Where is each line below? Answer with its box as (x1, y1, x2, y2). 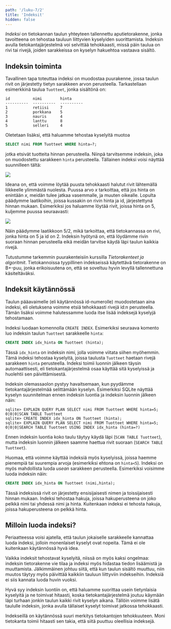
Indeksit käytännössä (5, 285, 76, 294)
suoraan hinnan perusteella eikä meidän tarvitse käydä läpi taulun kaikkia (5, 239, 159, 245)
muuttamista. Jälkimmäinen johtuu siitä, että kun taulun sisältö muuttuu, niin (5, 566, 165, 572)
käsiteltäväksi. (5, 270, 35, 276)
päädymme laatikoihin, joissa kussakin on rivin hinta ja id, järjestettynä (5, 197, 153, 204)
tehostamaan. (5, 315, 34, 321)
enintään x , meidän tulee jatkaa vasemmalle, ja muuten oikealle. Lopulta (5, 192, 156, 198)
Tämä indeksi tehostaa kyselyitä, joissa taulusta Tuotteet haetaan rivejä (5, 355, 156, 361)
